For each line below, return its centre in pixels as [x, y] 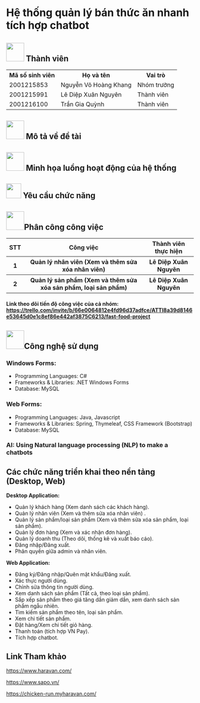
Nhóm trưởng [156, 85]
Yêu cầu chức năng [59, 196]
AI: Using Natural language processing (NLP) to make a [87, 445]
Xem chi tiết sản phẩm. [43, 618]
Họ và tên [96, 75]
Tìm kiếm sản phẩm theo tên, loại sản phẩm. [69, 613]
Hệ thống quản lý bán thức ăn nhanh [98, 13]
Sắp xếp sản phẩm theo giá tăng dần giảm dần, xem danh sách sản [97, 600]
